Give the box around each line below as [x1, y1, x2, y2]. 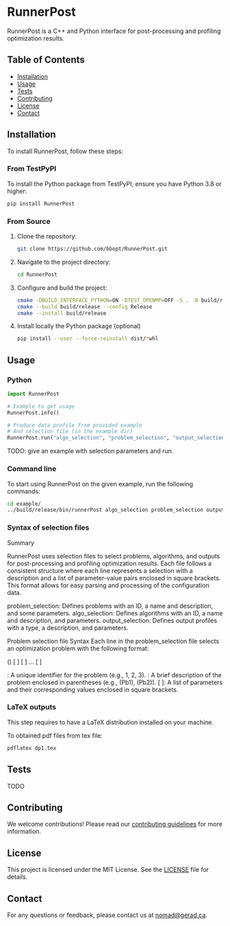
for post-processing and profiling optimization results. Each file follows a [7, 559, 212, 567]
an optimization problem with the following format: [7, 644, 149, 653]
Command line [7, 464, 57, 474]
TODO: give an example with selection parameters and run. [7, 447, 174, 455]
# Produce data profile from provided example [7, 422, 142, 429]
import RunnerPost [7, 390, 60, 397]
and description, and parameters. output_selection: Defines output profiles [7, 616, 218, 624]
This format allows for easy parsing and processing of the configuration [7, 581, 210, 589]
